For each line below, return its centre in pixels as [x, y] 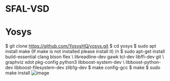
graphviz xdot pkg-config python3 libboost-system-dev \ [65, 62]
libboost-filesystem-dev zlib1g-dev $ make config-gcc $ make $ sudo [88, 68]
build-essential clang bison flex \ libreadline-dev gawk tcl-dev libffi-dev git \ [85, 57]
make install [18, 73]
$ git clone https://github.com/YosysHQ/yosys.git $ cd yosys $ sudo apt [81, 46]
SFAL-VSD [27, 9]
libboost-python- [143, 62]
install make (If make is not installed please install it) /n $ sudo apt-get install [85, 52]
